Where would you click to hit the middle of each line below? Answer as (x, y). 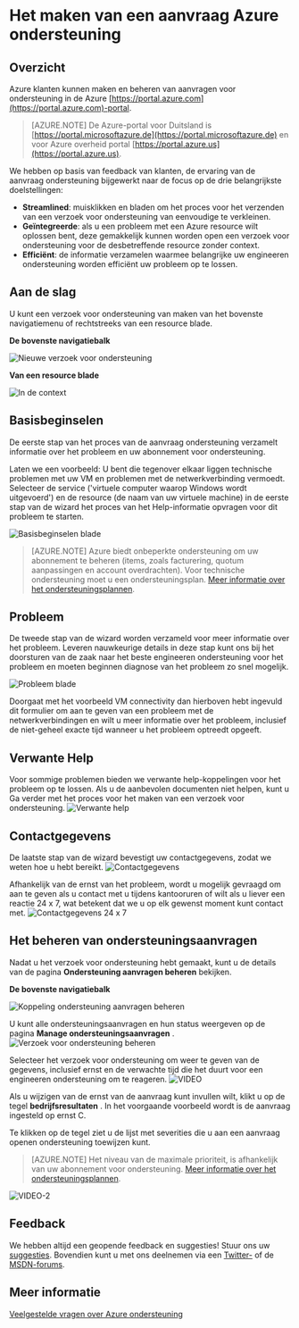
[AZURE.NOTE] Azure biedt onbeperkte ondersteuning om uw (145, 551)
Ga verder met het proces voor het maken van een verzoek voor (127, 798)
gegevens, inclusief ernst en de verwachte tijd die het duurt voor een (136, 1069)
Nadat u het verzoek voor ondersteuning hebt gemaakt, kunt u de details (143, 962)
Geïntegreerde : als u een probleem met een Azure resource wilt (140, 226)
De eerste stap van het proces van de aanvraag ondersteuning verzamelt (144, 442)
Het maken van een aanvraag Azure (144, 16)
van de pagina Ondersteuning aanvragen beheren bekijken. (120, 972)
